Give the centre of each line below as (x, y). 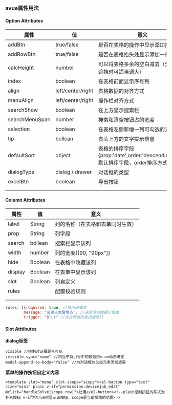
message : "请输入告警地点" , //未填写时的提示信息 (71, 313)
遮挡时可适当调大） (121, 72)
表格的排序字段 (116, 148)
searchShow (23, 110)
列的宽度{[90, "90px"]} (82, 253)
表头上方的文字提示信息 (126, 139)
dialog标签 (17, 341)
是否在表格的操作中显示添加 (132, 45)
